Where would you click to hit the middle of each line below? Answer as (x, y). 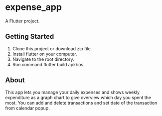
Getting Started (30, 37)
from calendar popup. (27, 108)
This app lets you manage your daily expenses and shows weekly (73, 92)
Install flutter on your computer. (45, 54)
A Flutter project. (22, 21)
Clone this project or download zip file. (52, 48)
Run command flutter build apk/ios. (48, 64)
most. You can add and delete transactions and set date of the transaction (81, 103)
